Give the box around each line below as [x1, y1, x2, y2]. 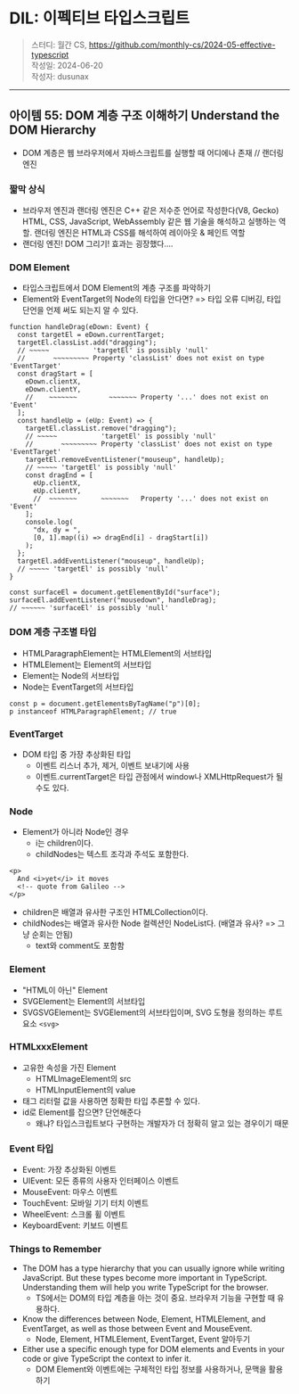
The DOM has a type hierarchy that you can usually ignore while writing [21, 1263, 285, 1274]
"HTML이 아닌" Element [21, 985, 109, 995]
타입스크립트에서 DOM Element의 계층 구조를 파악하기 [21, 283, 212, 293]
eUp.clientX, [32, 479, 82, 488]
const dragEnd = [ [25, 471, 93, 480]
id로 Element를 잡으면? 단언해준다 [21, 1107, 141, 1118]
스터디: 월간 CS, [30, 39, 87, 50]
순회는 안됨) [31, 929, 74, 940]
